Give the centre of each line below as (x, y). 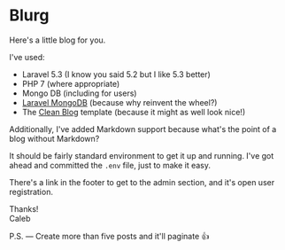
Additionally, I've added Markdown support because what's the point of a (143, 129)
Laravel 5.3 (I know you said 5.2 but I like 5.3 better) (116, 74)
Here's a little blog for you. (58, 40)
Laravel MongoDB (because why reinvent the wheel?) (119, 102)
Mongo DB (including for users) (79, 93)
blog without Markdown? (54, 138)
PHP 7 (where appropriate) (71, 83)
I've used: (27, 57)
